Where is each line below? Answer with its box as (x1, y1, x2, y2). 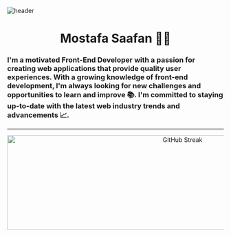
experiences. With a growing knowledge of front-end (7, 72, 188, 82)
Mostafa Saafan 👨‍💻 (60, 31, 171, 46)
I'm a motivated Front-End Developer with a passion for (7, 55, 196, 65)
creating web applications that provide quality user (7, 64, 181, 74)
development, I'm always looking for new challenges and (7, 81, 201, 91)
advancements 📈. (7, 110, 70, 120)
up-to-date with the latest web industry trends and (7, 101, 180, 111)
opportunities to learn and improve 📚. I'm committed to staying (7, 90, 223, 100)
